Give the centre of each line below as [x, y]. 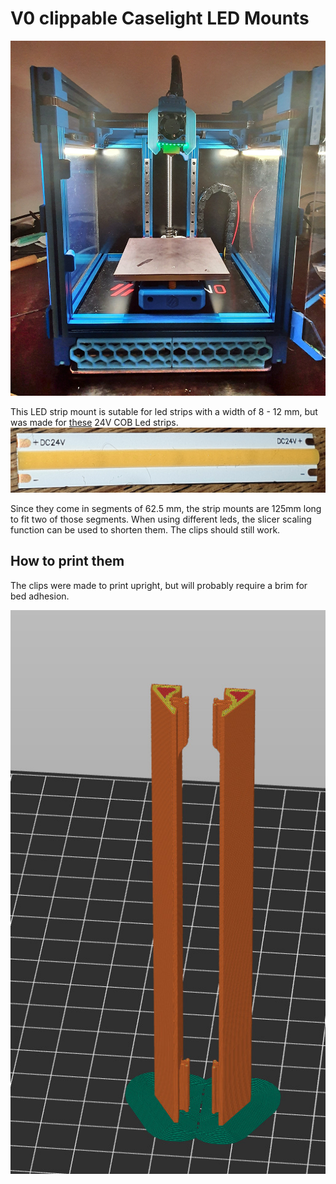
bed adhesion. [40, 596]
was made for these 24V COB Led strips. [94, 422]
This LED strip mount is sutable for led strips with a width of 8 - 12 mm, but [164, 411]
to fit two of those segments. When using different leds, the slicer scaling [161, 519]
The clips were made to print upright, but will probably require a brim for [159, 585]
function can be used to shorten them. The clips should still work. [145, 530]
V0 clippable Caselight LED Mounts [160, 18]
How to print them [67, 561]
